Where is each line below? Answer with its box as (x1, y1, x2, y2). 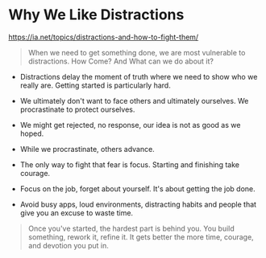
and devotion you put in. (27, 240, 109, 250)
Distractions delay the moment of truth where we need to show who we (19, 72, 258, 81)
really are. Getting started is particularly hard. (19, 80, 171, 90)
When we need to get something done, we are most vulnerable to (27, 47, 246, 57)
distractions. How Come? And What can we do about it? (27, 56, 214, 66)
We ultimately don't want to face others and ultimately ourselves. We (19, 96, 249, 105)
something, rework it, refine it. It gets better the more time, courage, (27, 231, 254, 242)
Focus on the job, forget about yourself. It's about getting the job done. (19, 183, 256, 194)
